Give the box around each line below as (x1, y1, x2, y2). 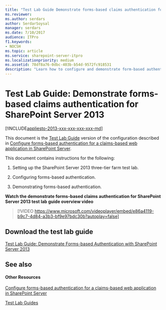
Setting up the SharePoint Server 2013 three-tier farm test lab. (12, 164, 139, 170)
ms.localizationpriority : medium (5, 58, 74, 63)
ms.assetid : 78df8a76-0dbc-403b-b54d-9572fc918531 (5, 62, 112, 67)
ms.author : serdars (5, 16, 45, 21)
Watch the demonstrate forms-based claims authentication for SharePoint (5, 193, 161, 199)
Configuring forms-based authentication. (12, 174, 96, 180)
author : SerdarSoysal (5, 21, 50, 26)
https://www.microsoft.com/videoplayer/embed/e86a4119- (34, 208, 154, 214)
